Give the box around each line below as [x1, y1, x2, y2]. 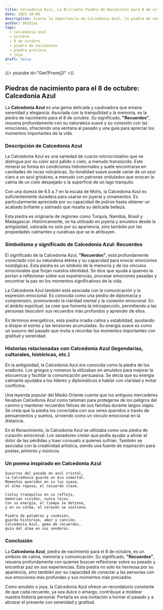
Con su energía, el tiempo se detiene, [5, 501, 86, 506]
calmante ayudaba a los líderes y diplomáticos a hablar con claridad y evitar [5, 377, 157, 383]
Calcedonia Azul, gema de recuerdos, [5, 522, 81, 527]
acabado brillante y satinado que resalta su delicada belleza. [5, 204, 126, 210]
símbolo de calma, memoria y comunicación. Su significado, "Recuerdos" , [5, 554, 155, 560]
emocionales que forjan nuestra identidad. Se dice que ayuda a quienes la [5, 267, 153, 273]
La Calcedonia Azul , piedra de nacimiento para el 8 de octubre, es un [5, 548, 145, 554]
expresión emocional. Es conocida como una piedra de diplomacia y [5, 292, 142, 298]
